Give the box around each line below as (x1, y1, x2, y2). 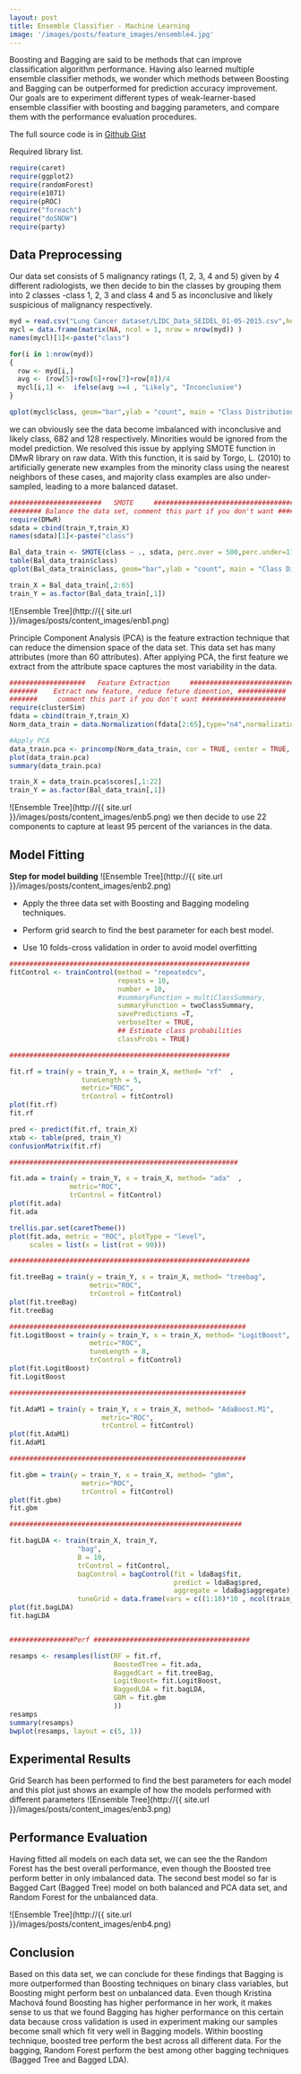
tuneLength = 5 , (81, 1075, 142, 1084)
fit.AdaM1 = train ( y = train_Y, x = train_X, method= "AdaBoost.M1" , (9, 1405, 275, 1413)
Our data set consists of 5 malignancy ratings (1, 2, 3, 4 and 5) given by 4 (9, 271, 279, 282)
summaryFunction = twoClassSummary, (117, 1002, 254, 1011)
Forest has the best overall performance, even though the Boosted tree (9, 1863, 271, 1874)
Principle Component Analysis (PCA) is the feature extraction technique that (9, 632, 289, 643)
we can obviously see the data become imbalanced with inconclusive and (9, 424, 282, 434)
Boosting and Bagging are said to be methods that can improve (9, 55, 242, 66)
